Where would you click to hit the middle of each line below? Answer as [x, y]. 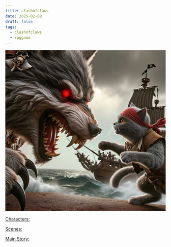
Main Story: [17, 239]
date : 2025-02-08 [24, 16]
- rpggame [20, 38]
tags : [11, 27]
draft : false [19, 21]
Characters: [18, 219]
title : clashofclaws [27, 11]
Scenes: [14, 229]
